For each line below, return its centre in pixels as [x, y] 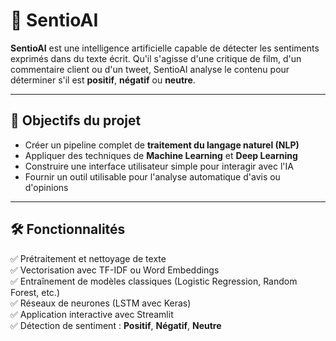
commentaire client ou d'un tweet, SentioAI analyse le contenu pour [150, 69]
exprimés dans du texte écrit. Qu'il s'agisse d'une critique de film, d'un [156, 58]
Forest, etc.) [35, 292]
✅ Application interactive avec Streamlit [92, 314]
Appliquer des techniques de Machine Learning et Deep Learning [161, 155]
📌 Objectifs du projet [76, 120]
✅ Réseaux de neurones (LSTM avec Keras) [101, 303]
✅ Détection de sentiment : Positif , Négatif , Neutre [116, 325]
